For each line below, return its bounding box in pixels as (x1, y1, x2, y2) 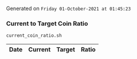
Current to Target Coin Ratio (6, 19, 89, 27)
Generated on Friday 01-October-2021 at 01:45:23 (6, 5, 131, 12)
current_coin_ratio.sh (6, 33, 62, 39)
